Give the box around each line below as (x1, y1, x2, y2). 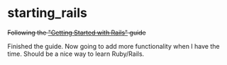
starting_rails (7, 5, 87, 21)
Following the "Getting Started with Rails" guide (7, 28, 147, 37)
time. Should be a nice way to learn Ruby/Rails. (7, 49, 145, 58)
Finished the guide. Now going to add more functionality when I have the (7, 42, 220, 50)
